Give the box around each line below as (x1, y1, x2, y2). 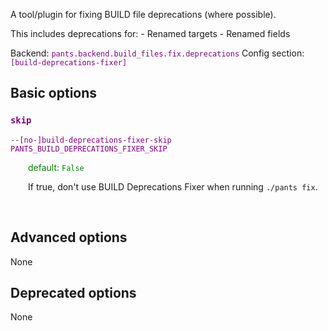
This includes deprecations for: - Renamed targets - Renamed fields (10, 28, 291, 39)
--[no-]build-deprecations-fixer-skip (10, 135, 172, 145)
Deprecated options (10, 284, 137, 301)
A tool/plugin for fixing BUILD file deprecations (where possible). (10, 9, 277, 20)
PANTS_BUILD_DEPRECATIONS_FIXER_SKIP (10, 144, 168, 154)
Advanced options (10, 229, 128, 246)
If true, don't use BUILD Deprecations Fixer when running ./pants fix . (28, 180, 318, 193)
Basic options (10, 85, 98, 102)
